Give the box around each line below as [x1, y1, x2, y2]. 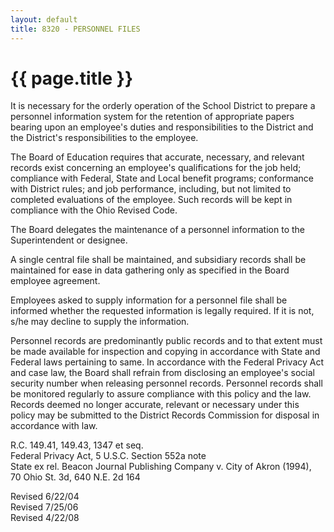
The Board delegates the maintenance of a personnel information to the [10, 224, 305, 236]
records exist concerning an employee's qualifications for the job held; [10, 162, 302, 174]
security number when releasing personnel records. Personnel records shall [10, 377, 323, 390]
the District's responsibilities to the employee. [10, 132, 199, 144]
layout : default [10, 14, 78, 25]
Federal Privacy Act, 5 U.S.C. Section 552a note [10, 450, 207, 462]
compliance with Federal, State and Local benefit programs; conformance [10, 172, 314, 185]
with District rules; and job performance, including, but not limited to [10, 183, 292, 195]
